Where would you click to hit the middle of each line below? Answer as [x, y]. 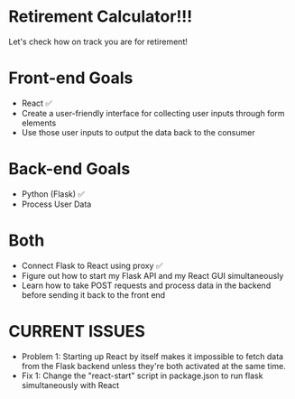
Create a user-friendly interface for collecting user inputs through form [153, 113]
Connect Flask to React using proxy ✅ [92, 265]
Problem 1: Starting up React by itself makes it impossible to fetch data [152, 356]
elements [39, 123]
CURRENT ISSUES [77, 331]
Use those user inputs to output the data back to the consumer [138, 132]
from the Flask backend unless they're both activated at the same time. [153, 366]
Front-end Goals [71, 78]
